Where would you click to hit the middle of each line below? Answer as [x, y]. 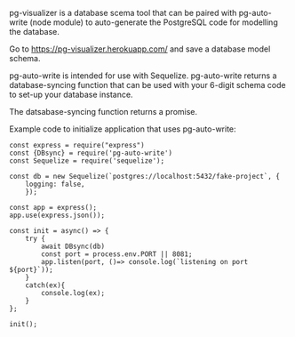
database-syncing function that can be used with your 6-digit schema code [147, 85]
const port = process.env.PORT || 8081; [117, 254]
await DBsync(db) [73, 246]
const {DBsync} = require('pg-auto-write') [91, 153]
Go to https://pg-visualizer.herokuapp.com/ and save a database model [140, 49]
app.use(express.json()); [57, 215]
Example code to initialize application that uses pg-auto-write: [123, 129]
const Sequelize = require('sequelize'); [87, 161]
